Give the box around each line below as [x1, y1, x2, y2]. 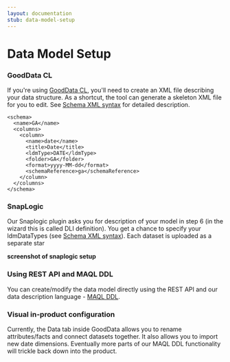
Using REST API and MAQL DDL [7, 269, 113, 279]
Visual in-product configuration [7, 309, 115, 319]
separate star [7, 239, 45, 248]
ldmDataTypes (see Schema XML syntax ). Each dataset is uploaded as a [7, 232, 212, 240]
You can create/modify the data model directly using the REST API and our [7, 285, 218, 293]
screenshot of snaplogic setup [7, 252, 96, 261]
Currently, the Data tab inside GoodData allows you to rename [7, 325, 182, 333]
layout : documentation [7, 10, 72, 17]
